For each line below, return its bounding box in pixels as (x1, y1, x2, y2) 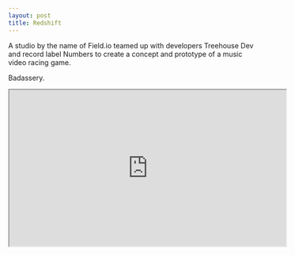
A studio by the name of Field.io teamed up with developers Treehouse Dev (8, 40, 254, 50)
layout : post (8, 11, 51, 20)
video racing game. (8, 57, 71, 67)
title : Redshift (8, 19, 62, 27)
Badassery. (8, 73, 45, 82)
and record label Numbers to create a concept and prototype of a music (8, 49, 243, 59)
